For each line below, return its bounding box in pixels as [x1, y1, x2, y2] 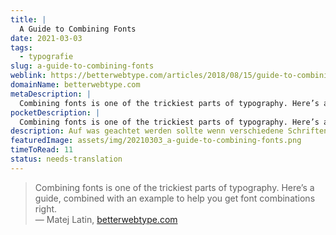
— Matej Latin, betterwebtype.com [34, 213, 178, 225]
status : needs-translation [10, 154, 123, 164]
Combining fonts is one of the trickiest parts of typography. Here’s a [34, 181, 315, 193]
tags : [10, 42, 33, 53]
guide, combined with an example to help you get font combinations [34, 192, 316, 204]
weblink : [10, 71, 47, 81]
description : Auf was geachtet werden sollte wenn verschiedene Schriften [10, 126, 329, 136]
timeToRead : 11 [10, 145, 74, 155]
